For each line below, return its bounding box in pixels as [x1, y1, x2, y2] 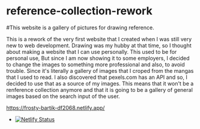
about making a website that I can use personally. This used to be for [6, 48, 177, 55]
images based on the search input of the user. [6, 93, 120, 100]
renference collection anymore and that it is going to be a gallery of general [6, 86, 193, 93]
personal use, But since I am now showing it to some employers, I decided [6, 54, 190, 62]
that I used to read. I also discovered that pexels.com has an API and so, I [6, 73, 187, 81]
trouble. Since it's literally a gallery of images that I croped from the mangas [6, 67, 194, 74]
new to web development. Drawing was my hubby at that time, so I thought [6, 42, 192, 49]
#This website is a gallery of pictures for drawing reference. [6, 24, 154, 31]
